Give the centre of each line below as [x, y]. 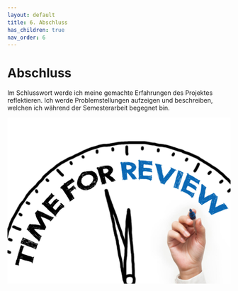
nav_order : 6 [27, 38]
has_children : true [36, 30]
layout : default [31, 15]
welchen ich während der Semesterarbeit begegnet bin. [89, 108]
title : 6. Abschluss [38, 22]
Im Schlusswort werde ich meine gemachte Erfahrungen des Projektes [110, 93]
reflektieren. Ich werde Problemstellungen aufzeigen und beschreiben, [110, 101]
